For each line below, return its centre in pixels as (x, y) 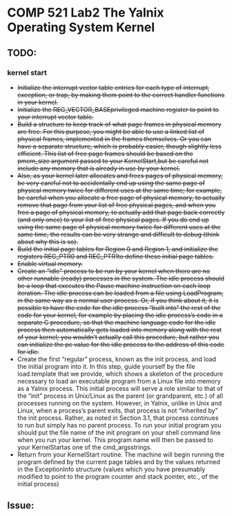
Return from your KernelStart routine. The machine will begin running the (120, 455)
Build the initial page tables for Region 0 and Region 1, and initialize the (118, 249)
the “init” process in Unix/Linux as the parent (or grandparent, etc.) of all (120, 396)
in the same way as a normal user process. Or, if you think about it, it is (118, 300)
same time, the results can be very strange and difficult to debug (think (118, 234)
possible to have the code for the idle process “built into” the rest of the (119, 307)
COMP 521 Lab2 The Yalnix (86, 13)
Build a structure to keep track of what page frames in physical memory (119, 124)
